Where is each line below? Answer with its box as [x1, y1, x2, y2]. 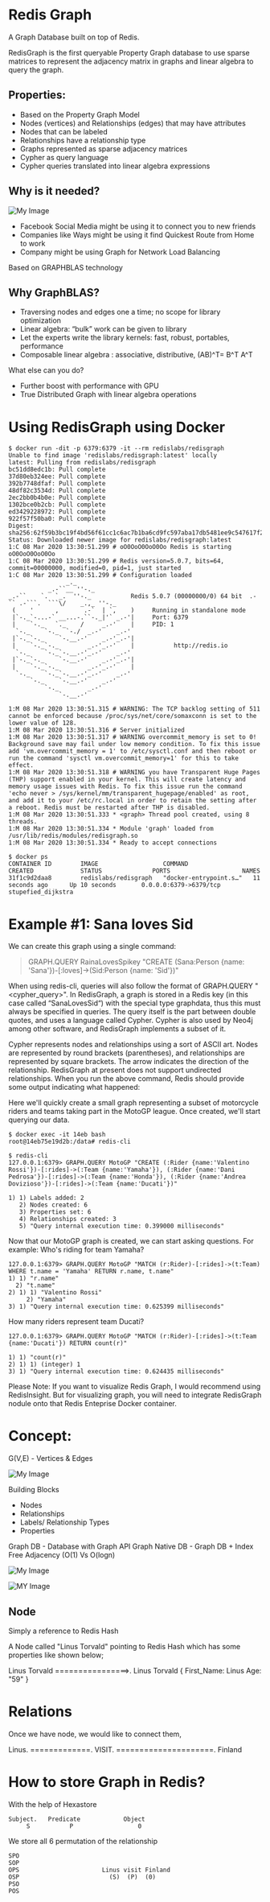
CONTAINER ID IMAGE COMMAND [8, 860, 189, 868]
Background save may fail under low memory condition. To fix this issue [8, 741, 261, 749]
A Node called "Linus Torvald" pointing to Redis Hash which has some [8, 1642, 241, 1651]
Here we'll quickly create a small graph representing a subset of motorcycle [8, 1098, 259, 1108]
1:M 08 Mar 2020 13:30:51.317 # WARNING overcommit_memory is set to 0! [8, 733, 257, 741]
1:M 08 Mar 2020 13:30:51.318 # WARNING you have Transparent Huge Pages [8, 769, 261, 777]
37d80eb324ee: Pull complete [8, 472, 106, 481]
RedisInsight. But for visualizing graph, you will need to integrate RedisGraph [8, 1390, 262, 1400]
